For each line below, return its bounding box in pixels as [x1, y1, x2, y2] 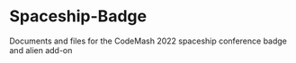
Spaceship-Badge [9, 6, 147, 27]
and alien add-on [9, 44, 73, 55]
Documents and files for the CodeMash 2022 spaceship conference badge [9, 35, 288, 46]
